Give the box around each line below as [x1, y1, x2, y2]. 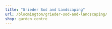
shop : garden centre [5, 16, 48, 21]
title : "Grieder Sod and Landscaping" [5, 7, 85, 12]
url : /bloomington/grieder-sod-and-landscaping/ [5, 12, 108, 17]
